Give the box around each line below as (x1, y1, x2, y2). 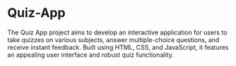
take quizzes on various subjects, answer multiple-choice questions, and (7, 35, 220, 44)
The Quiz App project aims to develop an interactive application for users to (7, 28, 228, 37)
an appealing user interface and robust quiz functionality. (7, 51, 175, 59)
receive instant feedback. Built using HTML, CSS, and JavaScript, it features (7, 43, 229, 51)
